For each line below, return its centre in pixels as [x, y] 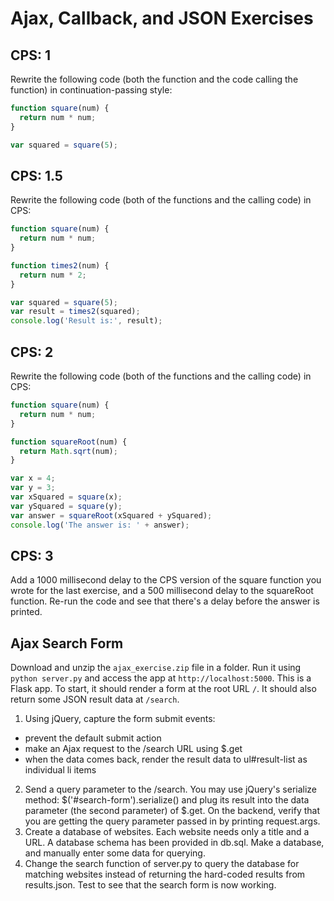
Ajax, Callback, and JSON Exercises [162, 18]
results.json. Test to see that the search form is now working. [150, 885]
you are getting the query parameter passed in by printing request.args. [172, 821]
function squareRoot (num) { [69, 442]
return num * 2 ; [53, 275]
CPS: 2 [32, 352]
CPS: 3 [32, 555]
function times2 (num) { [60, 265]
